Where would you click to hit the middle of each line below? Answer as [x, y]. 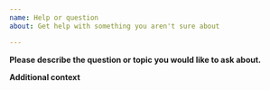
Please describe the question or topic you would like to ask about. [135, 59]
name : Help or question [54, 18]
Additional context [45, 76]
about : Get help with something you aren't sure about [115, 26]
